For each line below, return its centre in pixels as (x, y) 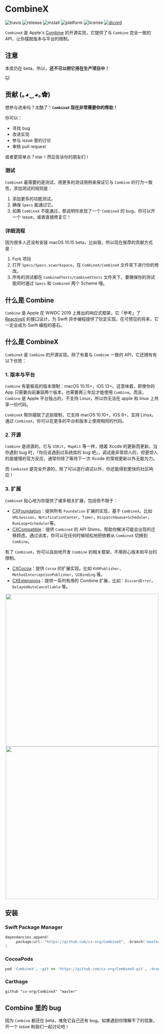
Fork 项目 (22, 259)
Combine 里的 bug (33, 1008)
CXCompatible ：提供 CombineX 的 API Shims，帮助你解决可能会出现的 (82, 529)
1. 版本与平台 (20, 375)
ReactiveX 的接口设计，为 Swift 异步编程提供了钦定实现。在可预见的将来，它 (82, 319)
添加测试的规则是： (33, 188)
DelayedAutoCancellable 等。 (41, 587)
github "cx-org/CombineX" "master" (41, 992)
